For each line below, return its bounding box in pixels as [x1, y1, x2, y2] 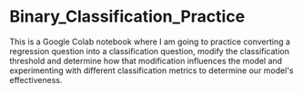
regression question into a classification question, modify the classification [9, 45, 289, 56]
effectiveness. [9, 74, 63, 85]
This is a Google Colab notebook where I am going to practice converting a [9, 36, 291, 47]
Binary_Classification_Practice [9, 6, 246, 27]
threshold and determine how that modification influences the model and [9, 55, 283, 66]
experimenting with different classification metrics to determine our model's [9, 65, 294, 76]
